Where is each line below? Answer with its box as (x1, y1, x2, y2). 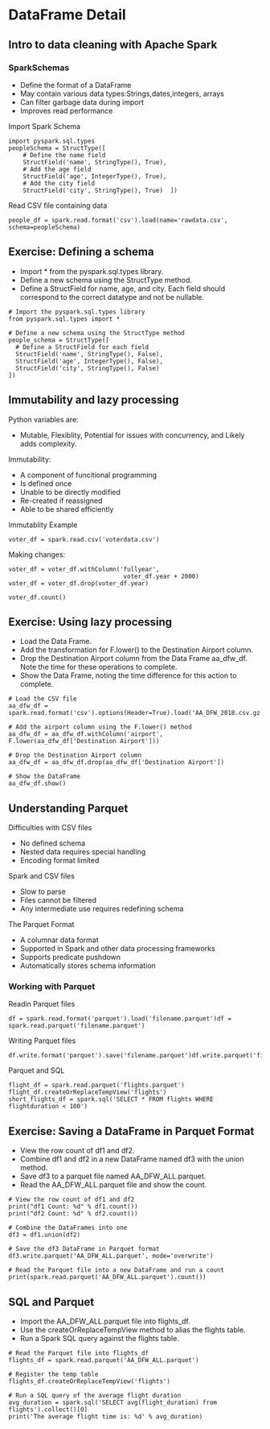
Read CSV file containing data (8, 200, 108, 210)
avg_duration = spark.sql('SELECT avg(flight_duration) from (8, 1398, 218, 1407)
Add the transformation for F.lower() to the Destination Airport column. (19, 645, 254, 654)
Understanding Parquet (8, 801, 129, 815)
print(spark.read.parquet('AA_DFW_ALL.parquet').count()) (8, 1273, 207, 1282)
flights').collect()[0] (8, 1406, 88, 1414)
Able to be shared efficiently (19, 504, 114, 513)
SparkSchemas (8, 62, 70, 73)
